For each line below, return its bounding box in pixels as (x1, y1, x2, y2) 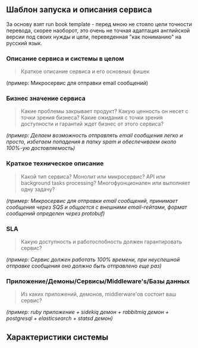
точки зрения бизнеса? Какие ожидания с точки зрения (20, 114, 163, 121)
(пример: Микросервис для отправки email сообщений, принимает (6, 197, 178, 204)
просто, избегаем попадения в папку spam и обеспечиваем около (6, 138, 177, 145)
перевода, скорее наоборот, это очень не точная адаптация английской (6, 27, 190, 34)
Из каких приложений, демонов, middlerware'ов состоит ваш (20, 291, 177, 298)
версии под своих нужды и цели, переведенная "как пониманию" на (6, 33, 182, 40)
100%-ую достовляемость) (6, 145, 76, 152)
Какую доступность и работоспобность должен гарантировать (20, 238, 183, 245)
